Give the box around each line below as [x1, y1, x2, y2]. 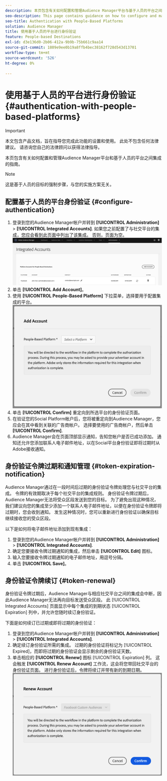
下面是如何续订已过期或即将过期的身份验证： [5, 620, 97, 626]
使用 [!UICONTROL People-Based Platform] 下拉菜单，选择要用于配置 [12, 293, 157, 299]
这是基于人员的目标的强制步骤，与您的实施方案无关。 [5, 181, 114, 187]
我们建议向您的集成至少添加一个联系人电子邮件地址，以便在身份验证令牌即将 [5, 502, 162, 509]
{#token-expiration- [91, 462, 155, 470]
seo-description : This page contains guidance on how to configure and [5, 13, 157, 18]
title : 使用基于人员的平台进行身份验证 [5, 29, 77, 34]
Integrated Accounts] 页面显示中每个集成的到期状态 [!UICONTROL [5, 603, 141, 609]
